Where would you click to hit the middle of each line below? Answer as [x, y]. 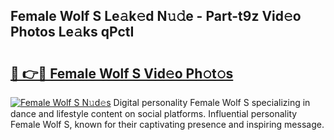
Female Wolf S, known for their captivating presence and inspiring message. [167, 124]
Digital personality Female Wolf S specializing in [212, 102]
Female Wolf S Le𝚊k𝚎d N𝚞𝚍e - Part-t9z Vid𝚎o [156, 16]
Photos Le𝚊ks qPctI [72, 32]
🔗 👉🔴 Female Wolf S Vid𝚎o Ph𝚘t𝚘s [122, 73]
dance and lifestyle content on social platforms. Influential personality [154, 113]
